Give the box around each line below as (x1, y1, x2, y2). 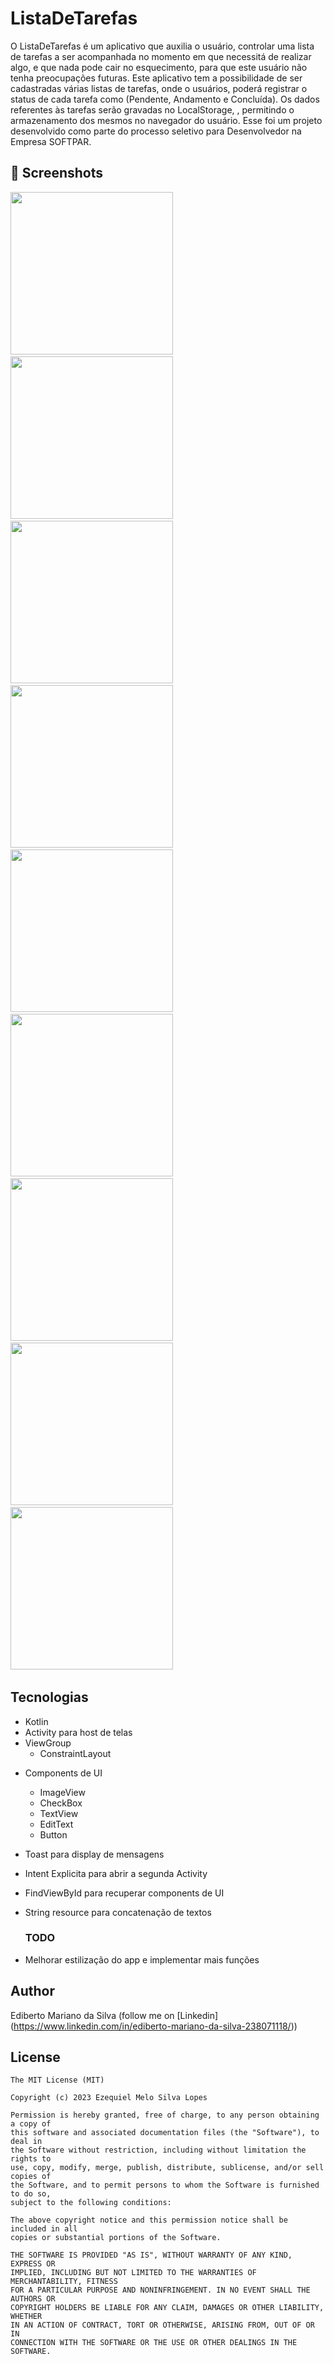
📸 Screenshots (10, 165, 104, 182)
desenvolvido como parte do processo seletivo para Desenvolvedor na (10, 125, 302, 137)
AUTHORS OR (10, 2294, 56, 2304)
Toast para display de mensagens (24, 1848, 165, 1860)
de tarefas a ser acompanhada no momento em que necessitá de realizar (10, 50, 312, 62)
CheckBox (39, 1797, 83, 1809)
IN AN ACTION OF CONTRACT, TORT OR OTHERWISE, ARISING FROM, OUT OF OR (10, 2320, 315, 2331)
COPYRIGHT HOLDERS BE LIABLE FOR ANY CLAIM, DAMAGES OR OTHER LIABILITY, (10, 2303, 325, 2313)
